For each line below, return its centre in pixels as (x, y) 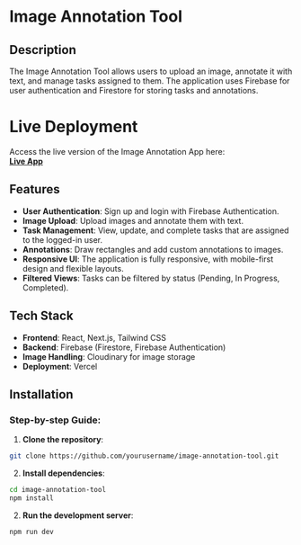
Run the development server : (78, 515)
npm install (31, 498)
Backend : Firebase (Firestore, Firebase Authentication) (124, 347)
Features (35, 189)
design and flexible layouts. (73, 268)
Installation (41, 394)
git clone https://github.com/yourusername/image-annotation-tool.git (144, 456)
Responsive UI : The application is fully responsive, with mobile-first (148, 259)
